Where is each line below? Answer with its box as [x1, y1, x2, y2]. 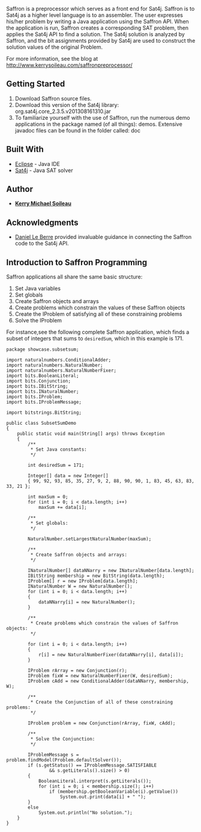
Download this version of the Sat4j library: [14, 101, 119, 108]
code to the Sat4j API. [14, 240, 69, 247]
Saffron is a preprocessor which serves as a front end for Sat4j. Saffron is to [6, 5, 195, 12]
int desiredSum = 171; [28, 463, 85, 469]
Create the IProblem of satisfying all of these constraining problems [14, 310, 182, 318]
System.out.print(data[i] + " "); [59, 794, 146, 800]
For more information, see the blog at [6, 55, 98, 62]
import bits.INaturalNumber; [6, 389, 79, 395]
